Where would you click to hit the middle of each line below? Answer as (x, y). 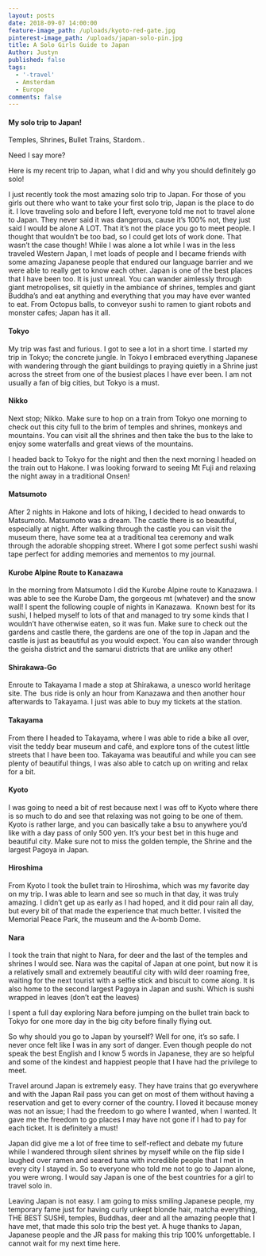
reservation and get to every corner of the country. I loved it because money (133, 1103)
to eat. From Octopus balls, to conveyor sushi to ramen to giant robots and (130, 304)
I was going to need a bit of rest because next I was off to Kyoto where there (133, 807)
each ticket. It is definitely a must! (63, 1128)
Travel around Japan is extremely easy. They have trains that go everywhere (133, 1086)
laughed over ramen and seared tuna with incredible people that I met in (126, 1161)
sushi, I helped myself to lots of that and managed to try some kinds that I (128, 615)
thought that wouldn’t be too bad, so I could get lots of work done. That (125, 237)
